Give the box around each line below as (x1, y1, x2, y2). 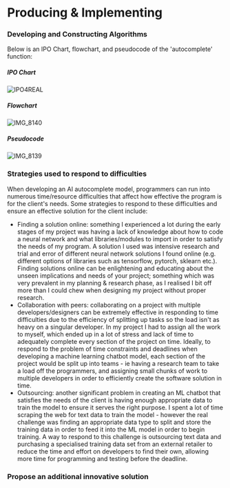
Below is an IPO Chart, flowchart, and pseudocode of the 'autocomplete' (7, 45, 213, 53)
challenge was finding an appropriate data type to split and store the (17, 418, 211, 426)
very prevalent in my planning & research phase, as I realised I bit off (17, 278, 212, 287)
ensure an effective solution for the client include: (7, 207, 148, 215)
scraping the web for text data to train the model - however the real (17, 410, 209, 418)
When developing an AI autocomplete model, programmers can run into (7, 185, 211, 193)
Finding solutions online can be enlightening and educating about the (17, 264, 213, 272)
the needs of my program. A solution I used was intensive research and (17, 242, 220, 250)
